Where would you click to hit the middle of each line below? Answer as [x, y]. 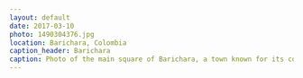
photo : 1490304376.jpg [52, 34]
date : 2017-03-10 [42, 26]
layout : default [40, 17]
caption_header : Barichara [60, 51]
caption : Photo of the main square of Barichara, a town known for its [147, 59]
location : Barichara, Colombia [68, 43]
